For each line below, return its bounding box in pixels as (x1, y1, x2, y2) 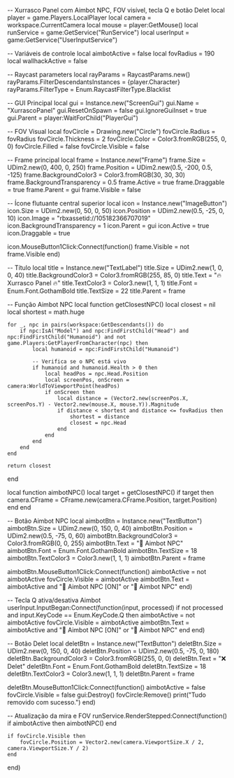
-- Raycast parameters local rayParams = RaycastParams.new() (7, 70, 191, 79)
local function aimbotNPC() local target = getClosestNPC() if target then (7, 489, 214, 496)
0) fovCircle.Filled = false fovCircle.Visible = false (7, 142, 149, 150)
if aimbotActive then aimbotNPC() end (7, 719, 117, 728)
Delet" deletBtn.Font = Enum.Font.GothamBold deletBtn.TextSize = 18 (7, 662, 207, 670)
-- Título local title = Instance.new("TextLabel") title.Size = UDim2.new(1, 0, (7, 264, 224, 272)
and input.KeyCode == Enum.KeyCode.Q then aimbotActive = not (7, 611, 196, 619)
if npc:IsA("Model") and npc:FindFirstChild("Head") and (20, 327, 189, 334)
